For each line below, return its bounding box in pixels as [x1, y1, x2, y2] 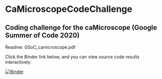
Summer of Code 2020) [5, 31, 80, 39]
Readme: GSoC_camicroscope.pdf [5, 44, 76, 50]
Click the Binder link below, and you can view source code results [5, 54, 140, 60]
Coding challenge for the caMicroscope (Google [5, 23, 158, 32]
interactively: [5, 59, 32, 65]
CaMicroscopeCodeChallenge [5, 3, 133, 15]
